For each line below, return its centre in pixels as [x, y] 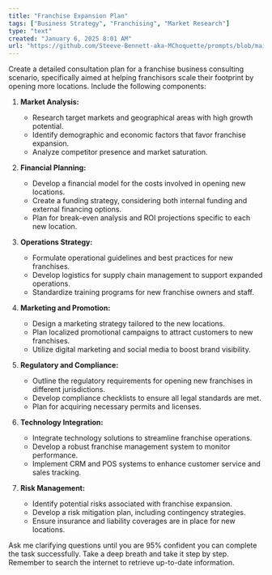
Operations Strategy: [56, 242]
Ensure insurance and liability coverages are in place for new [134, 521]
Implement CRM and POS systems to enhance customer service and [146, 464]
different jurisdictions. [68, 390]
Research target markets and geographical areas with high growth [142, 117]
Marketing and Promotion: [65, 308]
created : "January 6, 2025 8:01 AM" [70, 38]
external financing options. [77, 209]
